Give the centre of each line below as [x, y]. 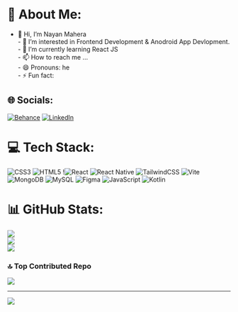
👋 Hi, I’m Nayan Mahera [52, 34]
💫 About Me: [45, 15]
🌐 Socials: [30, 100]
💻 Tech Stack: [51, 147]
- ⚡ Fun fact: [36, 75]
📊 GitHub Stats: [56, 209]
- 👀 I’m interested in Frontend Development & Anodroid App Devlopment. [124, 41]
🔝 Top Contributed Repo [50, 266]
